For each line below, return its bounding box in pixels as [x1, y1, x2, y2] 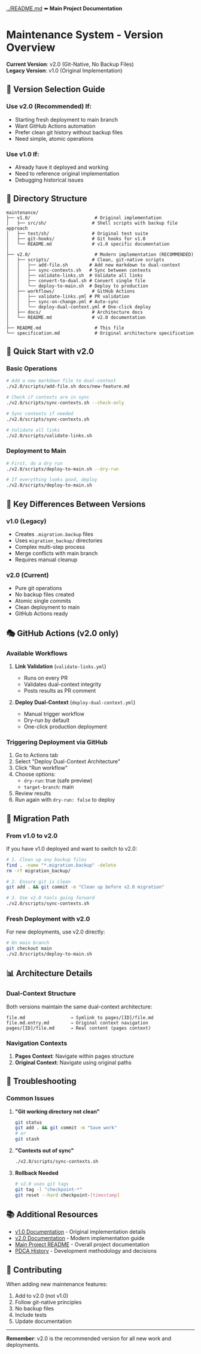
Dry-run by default [23, 717, 70, 724]
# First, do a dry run [6, 460, 63, 466]
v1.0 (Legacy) [6, 517, 47, 525]
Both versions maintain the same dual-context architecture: [6, 1003, 153, 1010]
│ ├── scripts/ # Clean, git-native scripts [6, 256, 165, 262]
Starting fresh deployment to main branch [14, 116, 118, 123]
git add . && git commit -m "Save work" [14, 1125, 117, 1131]
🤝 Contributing [6, 1265, 62, 1275]
